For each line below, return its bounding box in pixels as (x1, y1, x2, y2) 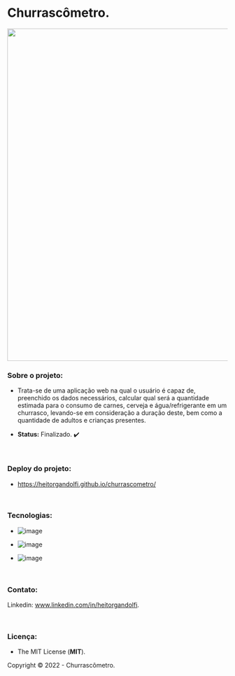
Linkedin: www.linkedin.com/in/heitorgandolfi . (7, 600, 140, 610)
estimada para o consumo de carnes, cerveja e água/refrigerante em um (17, 401, 227, 410)
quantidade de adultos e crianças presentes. (17, 416, 146, 425)
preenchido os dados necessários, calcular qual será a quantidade (17, 394, 210, 402)
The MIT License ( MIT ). (17, 647, 86, 656)
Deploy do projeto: (7, 464, 72, 474)
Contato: (7, 584, 38, 594)
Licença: (7, 632, 37, 642)
